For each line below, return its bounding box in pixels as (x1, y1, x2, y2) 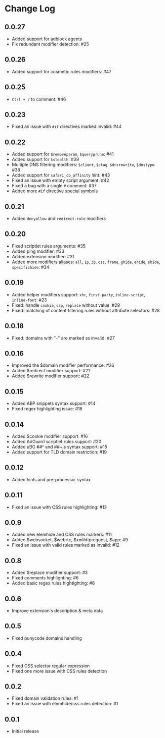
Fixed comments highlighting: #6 (11, 575, 79, 581)
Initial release (11, 728, 39, 734)
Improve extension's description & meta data (11, 608, 103, 614)
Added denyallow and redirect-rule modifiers (11, 216, 106, 222)
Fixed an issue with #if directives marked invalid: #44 (11, 123, 122, 129)
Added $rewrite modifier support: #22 (11, 373, 89, 379)
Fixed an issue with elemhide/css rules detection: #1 (11, 701, 118, 707)
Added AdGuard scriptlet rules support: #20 (11, 438, 102, 444)
